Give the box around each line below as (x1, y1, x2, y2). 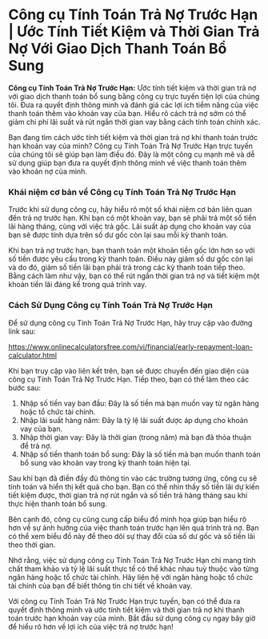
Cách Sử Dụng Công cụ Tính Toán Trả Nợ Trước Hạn (8, 300, 214, 311)
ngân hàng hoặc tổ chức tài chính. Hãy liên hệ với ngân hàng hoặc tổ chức (8, 572, 254, 581)
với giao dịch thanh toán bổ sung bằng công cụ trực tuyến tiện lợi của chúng (8, 91, 260, 101)
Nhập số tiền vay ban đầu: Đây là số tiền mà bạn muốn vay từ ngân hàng (19, 398, 260, 408)
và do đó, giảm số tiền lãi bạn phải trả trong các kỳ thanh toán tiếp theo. (8, 262, 246, 273)
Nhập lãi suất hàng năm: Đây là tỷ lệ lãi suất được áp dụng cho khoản (19, 415, 248, 425)
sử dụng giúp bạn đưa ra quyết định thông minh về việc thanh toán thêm (8, 158, 247, 167)
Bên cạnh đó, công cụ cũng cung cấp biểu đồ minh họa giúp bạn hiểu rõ (8, 514, 247, 524)
